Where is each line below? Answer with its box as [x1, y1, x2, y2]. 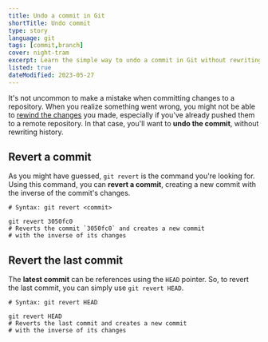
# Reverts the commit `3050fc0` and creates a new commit [8, 225, 205, 233]
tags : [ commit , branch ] [8, 42, 84, 50]
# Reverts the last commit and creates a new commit [8, 320, 187, 328]
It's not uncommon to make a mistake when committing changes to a [8, 93, 235, 102]
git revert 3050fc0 [8, 217, 73, 226]
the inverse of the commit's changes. [8, 189, 131, 198]
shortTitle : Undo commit [8, 19, 91, 27]
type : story [8, 26, 48, 34]
